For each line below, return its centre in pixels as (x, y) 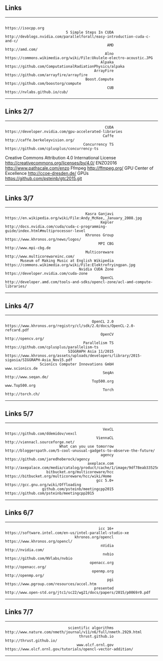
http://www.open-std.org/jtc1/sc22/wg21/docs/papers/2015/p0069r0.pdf (78, 592)
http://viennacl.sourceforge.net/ (40, 442)
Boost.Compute (99, 79)
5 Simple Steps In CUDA (90, 32)
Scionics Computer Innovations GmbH (77, 364)
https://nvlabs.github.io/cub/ (37, 92)
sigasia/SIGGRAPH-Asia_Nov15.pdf (39, 360)
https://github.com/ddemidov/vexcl (41, 434)
